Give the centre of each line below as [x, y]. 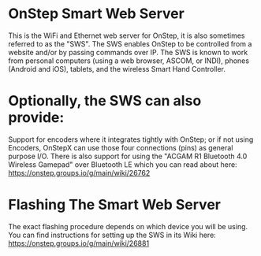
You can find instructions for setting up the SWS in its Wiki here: [112, 235]
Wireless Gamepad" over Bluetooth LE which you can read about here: [123, 164]
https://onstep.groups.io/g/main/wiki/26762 [79, 173]
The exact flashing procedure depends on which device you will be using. [128, 226]
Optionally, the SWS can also [105, 101]
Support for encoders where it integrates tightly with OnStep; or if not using [131, 139]
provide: [36, 118]
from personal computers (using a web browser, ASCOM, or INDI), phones [129, 61]
